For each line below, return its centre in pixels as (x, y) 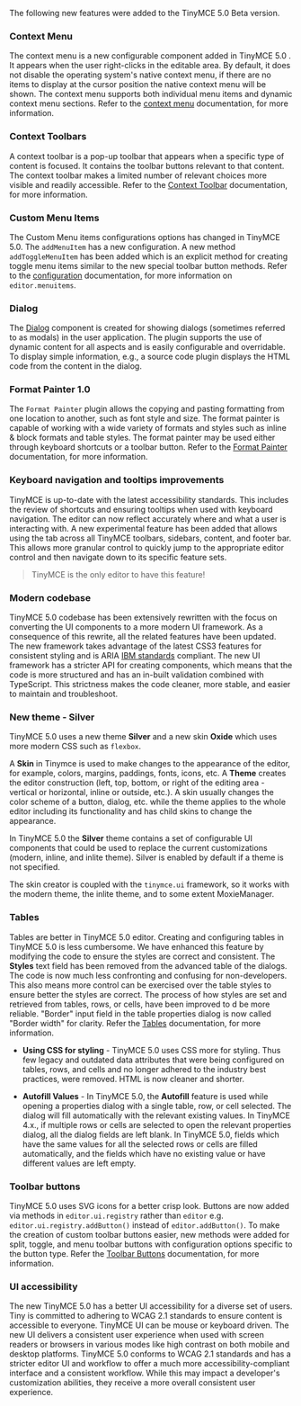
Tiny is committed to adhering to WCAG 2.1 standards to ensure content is (146, 1316)
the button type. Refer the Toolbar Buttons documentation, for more (134, 1253)
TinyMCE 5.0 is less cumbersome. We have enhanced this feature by (137, 946)
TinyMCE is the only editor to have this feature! (118, 574)
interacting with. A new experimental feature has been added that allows (143, 528)
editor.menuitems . (43, 285)
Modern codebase (50, 597)
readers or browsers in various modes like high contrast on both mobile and (150, 1345)
